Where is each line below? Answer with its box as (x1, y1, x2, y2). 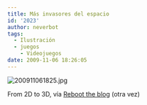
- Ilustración (13, 37, 55, 44)
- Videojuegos (20, 50, 62, 57)
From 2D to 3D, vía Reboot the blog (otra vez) (7, 89, 141, 98)
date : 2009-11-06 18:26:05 (7, 57, 87, 64)
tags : (7, 30, 23, 38)
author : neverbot (7, 23, 59, 31)
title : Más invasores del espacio (7, 10, 110, 18)
